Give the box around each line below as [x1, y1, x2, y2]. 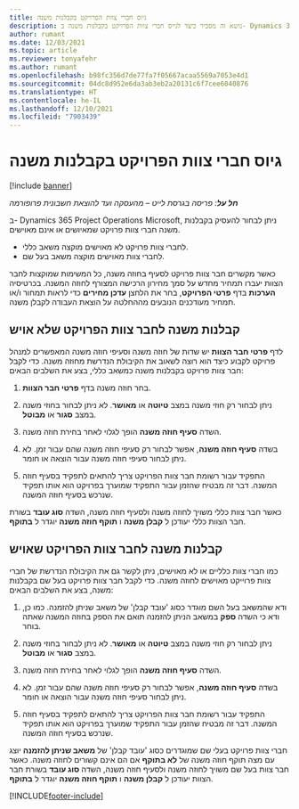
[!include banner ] [9, 180, 73, 192]
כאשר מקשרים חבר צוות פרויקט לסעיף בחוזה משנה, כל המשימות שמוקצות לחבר [9, 268, 276, 279]
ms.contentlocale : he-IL [9, 95, 101, 105]
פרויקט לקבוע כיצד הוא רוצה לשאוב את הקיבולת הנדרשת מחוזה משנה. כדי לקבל [9, 355, 276, 366]
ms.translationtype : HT [9, 87, 98, 96]
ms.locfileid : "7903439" [9, 112, 101, 121]
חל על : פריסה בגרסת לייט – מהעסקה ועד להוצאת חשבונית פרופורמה [9, 198, 238, 208]
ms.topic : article [9, 46, 77, 55]
